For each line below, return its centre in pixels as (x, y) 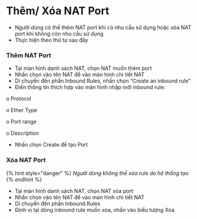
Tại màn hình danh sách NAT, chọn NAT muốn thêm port (83, 68)
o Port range (21, 122)
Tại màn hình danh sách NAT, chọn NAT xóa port (74, 191)
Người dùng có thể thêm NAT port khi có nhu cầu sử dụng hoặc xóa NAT (103, 27)
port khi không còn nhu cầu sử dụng (59, 33)
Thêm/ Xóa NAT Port (58, 11)
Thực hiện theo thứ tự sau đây (51, 40)
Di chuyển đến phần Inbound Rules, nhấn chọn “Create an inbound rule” (103, 81)
